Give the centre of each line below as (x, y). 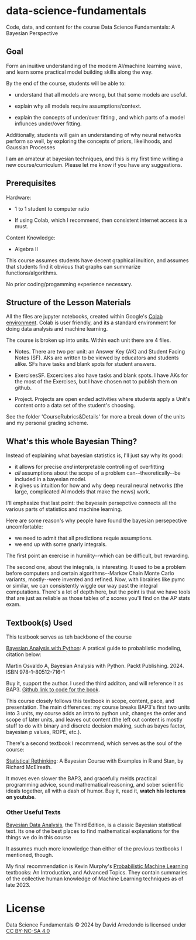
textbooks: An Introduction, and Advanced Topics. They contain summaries (97, 873)
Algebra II (26, 249)
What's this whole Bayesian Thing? (72, 441)
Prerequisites (31, 183)
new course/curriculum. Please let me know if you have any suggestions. (94, 164)
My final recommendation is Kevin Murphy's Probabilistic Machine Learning (97, 866)
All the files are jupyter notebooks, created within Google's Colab (85, 317)
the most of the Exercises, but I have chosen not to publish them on (96, 382)
